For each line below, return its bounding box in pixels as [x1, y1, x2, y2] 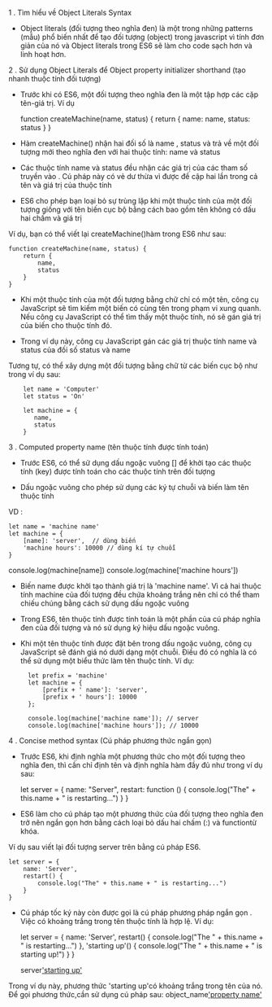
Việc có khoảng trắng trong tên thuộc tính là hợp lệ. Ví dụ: [19, 917, 214, 926]
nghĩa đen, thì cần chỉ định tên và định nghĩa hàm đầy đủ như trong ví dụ [19, 760, 263, 769]
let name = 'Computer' [23, 385, 100, 393]
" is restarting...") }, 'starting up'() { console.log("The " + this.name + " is [19, 941, 262, 950]
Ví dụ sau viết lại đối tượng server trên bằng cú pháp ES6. [8, 843, 201, 852]
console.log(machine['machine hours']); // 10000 [28, 721, 199, 729]
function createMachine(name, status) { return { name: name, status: [19, 114, 251, 124]
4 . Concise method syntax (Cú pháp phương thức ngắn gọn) [8, 736, 213, 745]
